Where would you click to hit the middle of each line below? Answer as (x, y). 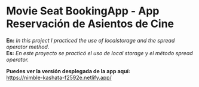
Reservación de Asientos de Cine (90, 24)
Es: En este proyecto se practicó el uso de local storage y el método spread (99, 53)
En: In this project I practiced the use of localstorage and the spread (91, 40)
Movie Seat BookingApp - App (83, 11)
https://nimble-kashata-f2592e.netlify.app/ (59, 77)
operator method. (28, 47)
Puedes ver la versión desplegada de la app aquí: (68, 71)
